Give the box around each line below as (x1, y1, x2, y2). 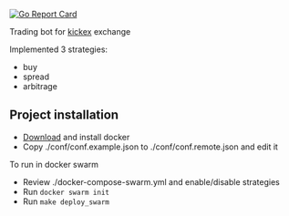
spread (22, 71, 50, 82)
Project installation (9, 108, 119, 123)
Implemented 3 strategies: (9, 44, 108, 55)
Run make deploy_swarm (22, 196, 109, 207)
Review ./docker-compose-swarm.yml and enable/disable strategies (22, 176, 280, 187)
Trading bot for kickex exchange (9, 26, 131, 36)
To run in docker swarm (9, 159, 98, 170)
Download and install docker (22, 131, 130, 142)
